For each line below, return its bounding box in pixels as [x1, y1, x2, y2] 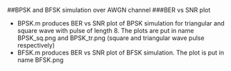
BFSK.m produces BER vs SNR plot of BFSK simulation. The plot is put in [17, 48, 224, 57]
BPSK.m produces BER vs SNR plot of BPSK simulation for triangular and [17, 19, 225, 27]
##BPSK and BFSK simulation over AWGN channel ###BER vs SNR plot [7, 6, 211, 14]
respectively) [17, 41, 55, 49]
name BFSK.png [17, 56, 64, 64]
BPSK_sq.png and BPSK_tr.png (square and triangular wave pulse [17, 34, 205, 42]
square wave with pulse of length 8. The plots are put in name [17, 27, 194, 34]
